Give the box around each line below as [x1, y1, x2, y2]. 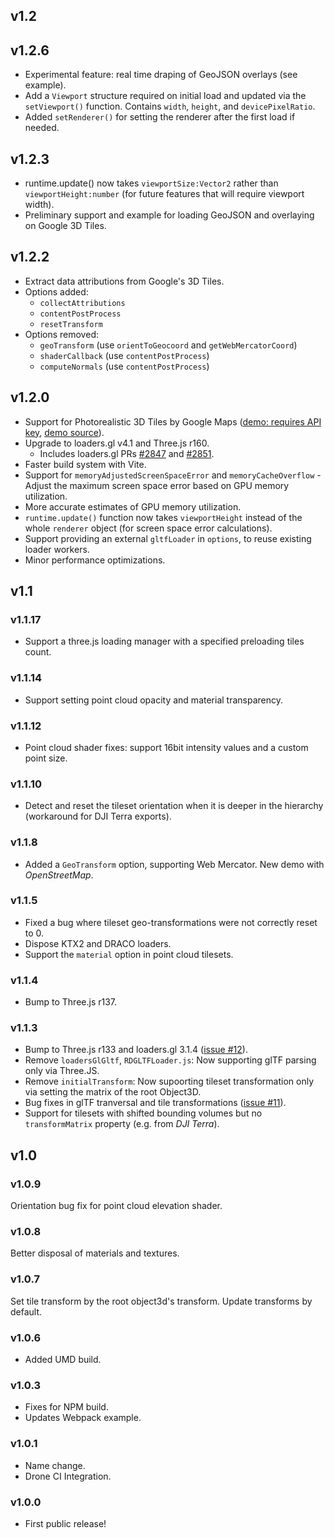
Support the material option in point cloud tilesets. [24, 948, 234, 960]
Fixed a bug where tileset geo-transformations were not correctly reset [24, 916, 318, 928]
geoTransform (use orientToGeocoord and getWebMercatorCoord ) [39, 339, 298, 351]
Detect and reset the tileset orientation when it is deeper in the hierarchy [24, 800, 324, 812]
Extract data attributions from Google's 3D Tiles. [24, 275, 225, 287]
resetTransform [39, 319, 103, 329]
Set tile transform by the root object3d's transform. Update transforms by [10, 1295, 313, 1307]
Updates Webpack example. [24, 1412, 142, 1424]
